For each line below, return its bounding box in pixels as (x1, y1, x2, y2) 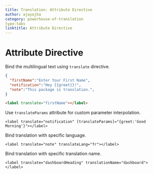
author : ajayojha (5, 12, 41, 17)
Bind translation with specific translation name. (5, 151, 101, 157)
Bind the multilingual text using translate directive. (5, 64, 110, 70)
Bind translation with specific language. (5, 132, 86, 138)
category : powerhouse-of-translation (5, 16, 84, 21)
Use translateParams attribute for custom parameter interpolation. (5, 110, 141, 116)
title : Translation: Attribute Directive (5, 7, 93, 12)
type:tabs (5, 21, 26, 26)
